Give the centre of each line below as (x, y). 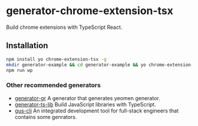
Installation (27, 46)
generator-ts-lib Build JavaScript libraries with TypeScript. (85, 104)
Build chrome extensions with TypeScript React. (64, 27)
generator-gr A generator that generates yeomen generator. (87, 98)
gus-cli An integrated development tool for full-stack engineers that (97, 111)
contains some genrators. (46, 117)
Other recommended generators (54, 85)
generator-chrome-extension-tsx (90, 11)
